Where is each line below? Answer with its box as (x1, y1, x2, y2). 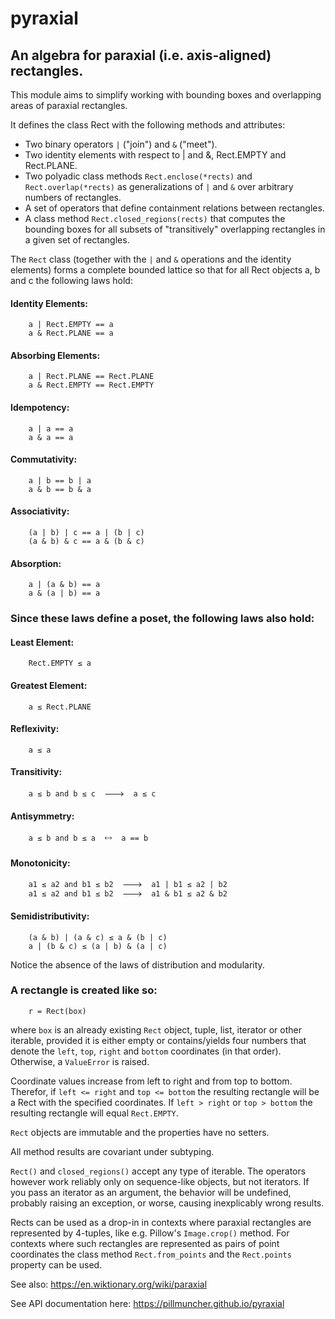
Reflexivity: (10, 723, 60, 735)
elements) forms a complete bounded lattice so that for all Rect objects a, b (10, 264, 321, 276)
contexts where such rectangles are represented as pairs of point (10, 1237, 280, 1249)
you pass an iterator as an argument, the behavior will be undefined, (10, 1186, 292, 1198)
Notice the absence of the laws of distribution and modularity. (10, 958, 265, 971)
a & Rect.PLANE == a (28, 328, 114, 339)
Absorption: (10, 557, 62, 569)
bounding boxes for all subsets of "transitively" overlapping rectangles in (24, 223, 326, 235)
